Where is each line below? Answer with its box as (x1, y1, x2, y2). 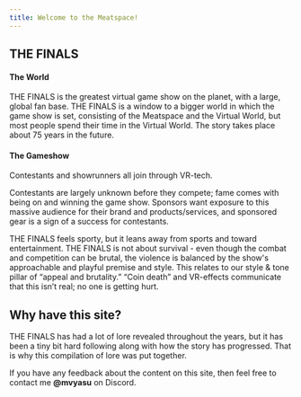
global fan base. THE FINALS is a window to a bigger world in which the (9, 101, 276, 112)
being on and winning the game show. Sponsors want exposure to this (9, 197, 270, 207)
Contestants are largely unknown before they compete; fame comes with (9, 188, 279, 198)
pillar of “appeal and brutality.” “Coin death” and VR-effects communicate (9, 271, 282, 283)
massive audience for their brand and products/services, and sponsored (9, 207, 278, 217)
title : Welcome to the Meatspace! (9, 13, 139, 22)
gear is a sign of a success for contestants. (9, 216, 169, 227)
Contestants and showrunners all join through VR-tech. (9, 170, 213, 181)
